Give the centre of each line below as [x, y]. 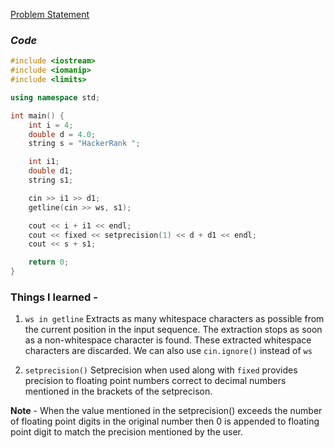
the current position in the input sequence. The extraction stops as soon [173, 330]
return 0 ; [49, 262]
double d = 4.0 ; [62, 134]
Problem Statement [50, 14]
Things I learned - [54, 297]
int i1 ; [44, 162]
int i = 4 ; [51, 125]
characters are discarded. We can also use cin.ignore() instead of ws [168, 351]
